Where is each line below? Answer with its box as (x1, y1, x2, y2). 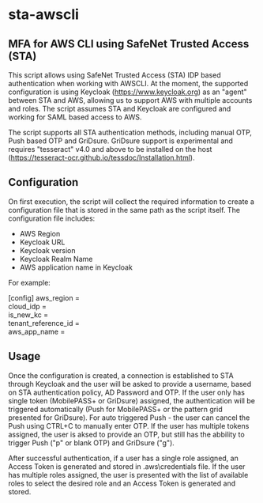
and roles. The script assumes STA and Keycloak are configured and (8, 104, 231, 113)
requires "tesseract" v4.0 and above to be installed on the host (8, 145, 212, 153)
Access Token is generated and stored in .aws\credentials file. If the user (8, 461, 246, 471)
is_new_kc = (8, 310, 49, 320)
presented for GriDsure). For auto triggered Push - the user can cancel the (8, 413, 250, 422)
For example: (8, 278, 51, 287)
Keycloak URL (19, 237, 66, 247)
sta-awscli (8, 6, 79, 24)
